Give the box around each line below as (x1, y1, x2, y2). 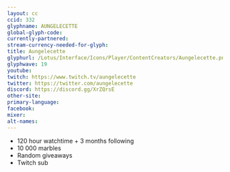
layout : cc (7, 10, 38, 17)
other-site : (7, 93, 41, 100)
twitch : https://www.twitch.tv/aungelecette (7, 73, 136, 81)
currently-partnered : (7, 35, 69, 42)
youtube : (7, 67, 32, 74)
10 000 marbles (16, 144, 62, 152)
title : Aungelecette (7, 48, 66, 55)
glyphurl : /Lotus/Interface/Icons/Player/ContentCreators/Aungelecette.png (7, 55, 228, 61)
